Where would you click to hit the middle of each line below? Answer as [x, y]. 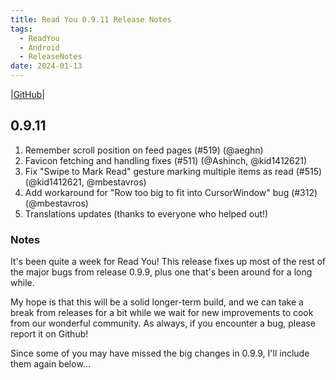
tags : [21, 29]
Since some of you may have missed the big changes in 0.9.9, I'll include [160, 353]
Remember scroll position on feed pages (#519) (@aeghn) [144, 150]
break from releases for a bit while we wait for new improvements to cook [162, 313]
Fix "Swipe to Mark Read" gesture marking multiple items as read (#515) [173, 171]
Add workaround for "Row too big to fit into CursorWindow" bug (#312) [171, 192]
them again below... [50, 364]
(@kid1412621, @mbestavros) [85, 182]
